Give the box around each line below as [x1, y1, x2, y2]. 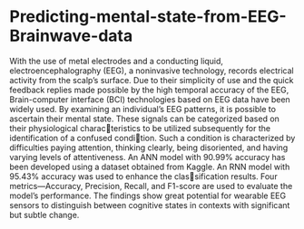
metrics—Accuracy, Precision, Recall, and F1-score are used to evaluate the [9, 180, 293, 191]
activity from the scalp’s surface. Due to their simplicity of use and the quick [9, 74, 294, 85]
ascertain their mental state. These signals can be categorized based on [9, 113, 279, 124]
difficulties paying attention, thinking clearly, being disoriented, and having [9, 142, 289, 153]
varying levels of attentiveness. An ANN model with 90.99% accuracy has [9, 151, 286, 162]
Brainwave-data [9, 25, 133, 46]
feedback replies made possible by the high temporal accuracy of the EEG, [9, 84, 289, 95]
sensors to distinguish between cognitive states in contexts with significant [9, 199, 290, 210]
